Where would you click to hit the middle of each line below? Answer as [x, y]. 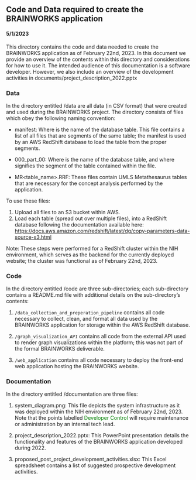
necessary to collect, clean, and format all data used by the [86, 319]
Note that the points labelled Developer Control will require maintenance [102, 418]
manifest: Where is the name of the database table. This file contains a [100, 129]
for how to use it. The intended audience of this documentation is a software [98, 65]
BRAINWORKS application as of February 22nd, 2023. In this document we [96, 53]
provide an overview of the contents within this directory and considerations [98, 59]
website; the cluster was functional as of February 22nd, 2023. [82, 260]
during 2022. [30, 448]
